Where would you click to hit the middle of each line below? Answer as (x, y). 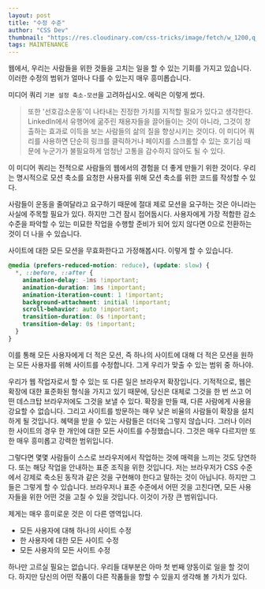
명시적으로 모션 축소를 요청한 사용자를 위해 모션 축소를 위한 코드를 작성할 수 (132, 177)
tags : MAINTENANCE (38, 45)
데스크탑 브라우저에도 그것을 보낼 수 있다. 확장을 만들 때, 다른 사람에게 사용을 (134, 401)
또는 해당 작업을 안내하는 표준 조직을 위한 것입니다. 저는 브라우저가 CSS (128, 467)
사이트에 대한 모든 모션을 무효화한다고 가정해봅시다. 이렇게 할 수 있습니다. (121, 251)
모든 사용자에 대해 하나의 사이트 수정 (75, 530)
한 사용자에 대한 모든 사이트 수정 (69, 540)
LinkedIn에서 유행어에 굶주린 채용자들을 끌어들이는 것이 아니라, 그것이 (135, 121)
